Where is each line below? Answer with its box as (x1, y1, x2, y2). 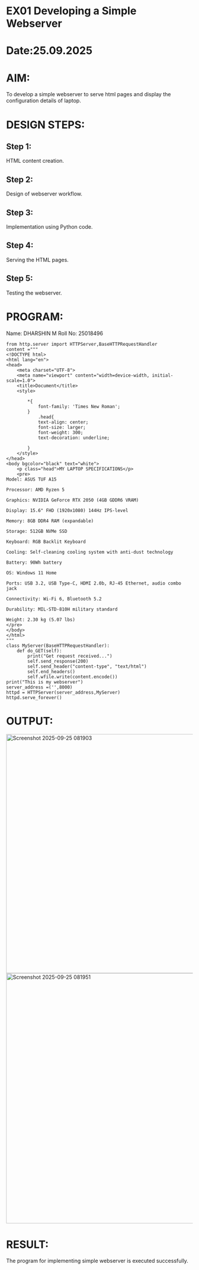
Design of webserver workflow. (6, 190, 83, 197)
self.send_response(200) (27, 658, 89, 664)
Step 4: (6, 241, 34, 251)
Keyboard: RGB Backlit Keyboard (6, 539, 86, 545)
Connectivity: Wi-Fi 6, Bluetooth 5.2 (6, 596, 102, 602)
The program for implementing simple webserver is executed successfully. (6, 1258, 188, 1265)
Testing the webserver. (6, 289, 62, 296)
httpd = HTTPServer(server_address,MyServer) (6, 689, 120, 696)
